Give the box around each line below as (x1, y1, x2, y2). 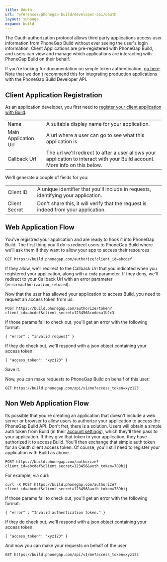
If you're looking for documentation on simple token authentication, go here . (5, 66, 161, 72)
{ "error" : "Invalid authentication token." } (5, 510, 106, 515)
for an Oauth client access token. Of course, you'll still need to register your (5, 444, 160, 450)
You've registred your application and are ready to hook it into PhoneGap (5, 236, 155, 242)
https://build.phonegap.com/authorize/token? (16, 306, 112, 311)
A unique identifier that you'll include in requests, (37, 186, 152, 192)
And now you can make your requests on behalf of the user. (5, 542, 128, 549)
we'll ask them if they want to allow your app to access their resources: (5, 247, 151, 253)
